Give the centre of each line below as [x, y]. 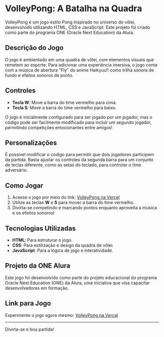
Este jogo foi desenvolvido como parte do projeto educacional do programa [81, 277]
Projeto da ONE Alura [38, 266]
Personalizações [31, 143]
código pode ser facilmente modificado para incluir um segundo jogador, [78, 122]
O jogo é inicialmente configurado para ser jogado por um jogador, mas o [79, 117]
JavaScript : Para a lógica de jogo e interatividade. [62, 250]
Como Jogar [24, 186]
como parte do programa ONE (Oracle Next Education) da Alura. [70, 32]
